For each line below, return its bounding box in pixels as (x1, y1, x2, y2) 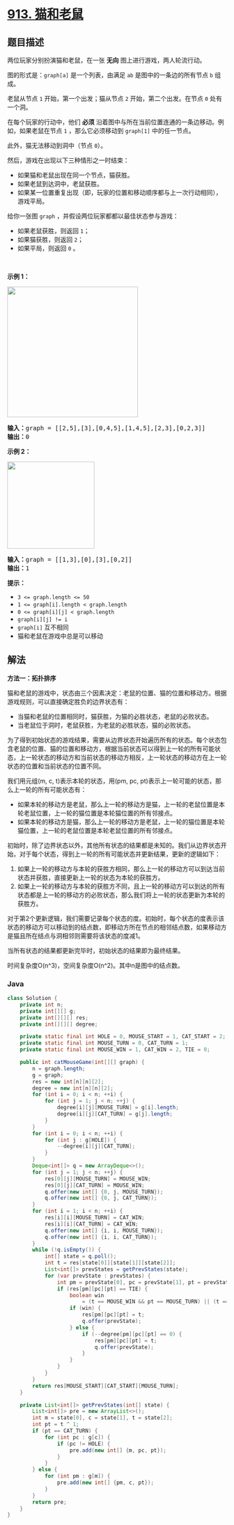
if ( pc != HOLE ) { (56, 1440, 111, 1447)
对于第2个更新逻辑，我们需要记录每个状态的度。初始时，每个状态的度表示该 (7, 914, 225, 923)
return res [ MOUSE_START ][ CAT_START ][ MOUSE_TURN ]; (32, 1382, 179, 1389)
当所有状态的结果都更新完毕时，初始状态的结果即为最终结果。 (7, 946, 185, 955)
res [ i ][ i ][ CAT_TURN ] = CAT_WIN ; (44, 1220, 139, 1228)
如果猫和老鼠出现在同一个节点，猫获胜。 (17, 171, 134, 179)
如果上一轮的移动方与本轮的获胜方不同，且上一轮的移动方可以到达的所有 (17, 882, 225, 890)
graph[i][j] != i (17, 616, 68, 623)
